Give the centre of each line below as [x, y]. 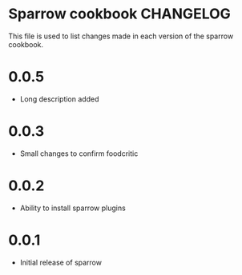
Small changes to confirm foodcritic [79, 153]
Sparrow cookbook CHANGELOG [119, 14]
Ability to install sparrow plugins [73, 208]
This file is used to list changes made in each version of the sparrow [121, 36]
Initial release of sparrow [61, 262]
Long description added [59, 99]
